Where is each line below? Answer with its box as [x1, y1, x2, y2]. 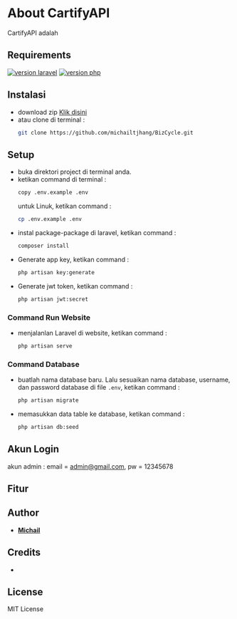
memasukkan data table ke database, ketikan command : [17, 410, 185, 418]
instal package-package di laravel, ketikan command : [17, 229, 177, 236]
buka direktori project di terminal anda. [17, 167, 132, 176]
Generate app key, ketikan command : [17, 255, 130, 264]
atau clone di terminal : [17, 115, 85, 124]
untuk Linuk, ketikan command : [17, 202, 112, 211]
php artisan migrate [17, 397, 79, 404]
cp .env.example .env [17, 216, 82, 223]
